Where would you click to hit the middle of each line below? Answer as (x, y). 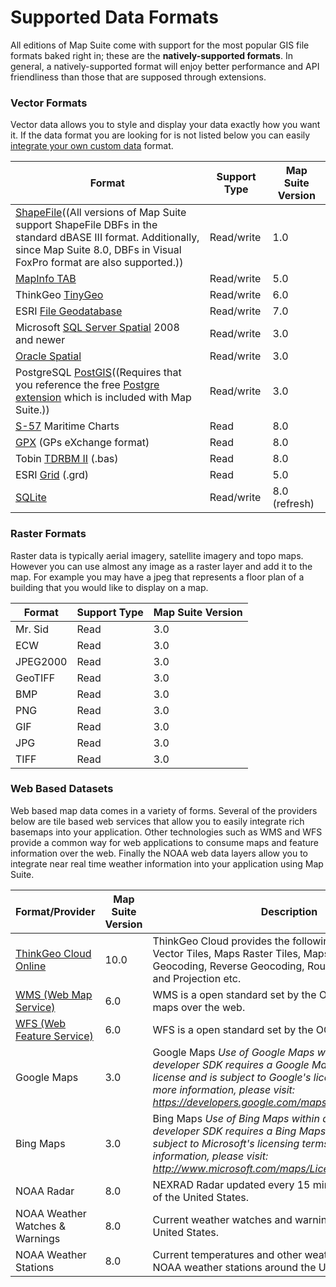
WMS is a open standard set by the (234, 994)
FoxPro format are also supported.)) (99, 263)
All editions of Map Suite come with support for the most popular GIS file (160, 45)
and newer (40, 340)
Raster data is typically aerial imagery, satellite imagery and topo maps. (157, 555)
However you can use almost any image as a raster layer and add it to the (161, 566)
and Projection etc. (197, 978)
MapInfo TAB (46, 279)
